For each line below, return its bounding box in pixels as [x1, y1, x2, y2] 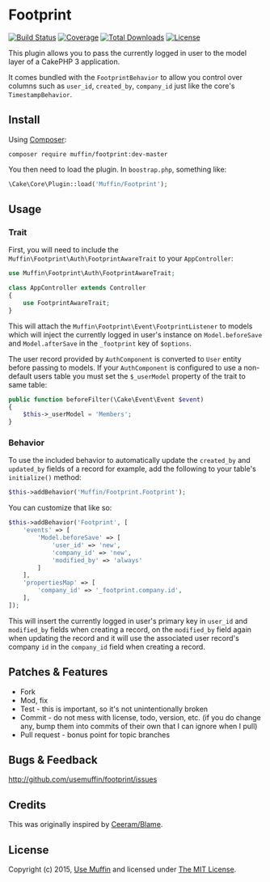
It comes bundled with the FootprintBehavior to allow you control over [8, 72, 243, 82]
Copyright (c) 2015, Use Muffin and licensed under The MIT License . [8, 864, 237, 875]
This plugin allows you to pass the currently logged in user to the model [8, 48, 247, 57]
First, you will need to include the [8, 245, 119, 255]
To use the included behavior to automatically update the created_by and [8, 456, 251, 465]
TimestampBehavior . [8, 89, 73, 99]
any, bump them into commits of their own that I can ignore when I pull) [19, 721, 258, 731]
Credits [8, 798, 47, 812]
